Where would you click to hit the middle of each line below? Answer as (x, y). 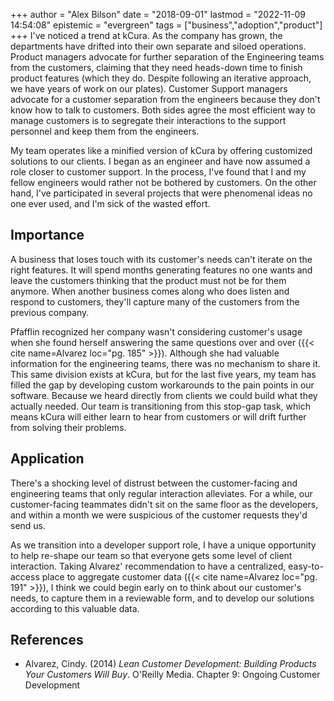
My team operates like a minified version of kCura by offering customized (161, 150)
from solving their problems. (68, 427)
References (47, 640)
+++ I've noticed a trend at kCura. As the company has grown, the (146, 35)
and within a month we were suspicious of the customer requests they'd (159, 515)
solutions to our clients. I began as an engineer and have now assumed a (160, 161)
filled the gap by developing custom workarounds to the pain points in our (162, 385)
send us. (28, 525)
